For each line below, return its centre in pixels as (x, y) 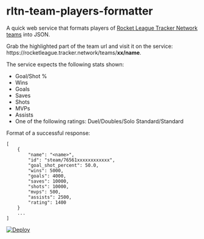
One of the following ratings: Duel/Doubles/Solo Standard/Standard (99, 121)
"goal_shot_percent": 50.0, (63, 165)
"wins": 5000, (46, 170)
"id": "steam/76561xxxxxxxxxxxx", (72, 160)
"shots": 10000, (49, 186)
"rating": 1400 (47, 202)
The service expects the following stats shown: (65, 64)
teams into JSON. (28, 34)
